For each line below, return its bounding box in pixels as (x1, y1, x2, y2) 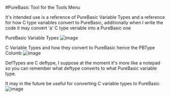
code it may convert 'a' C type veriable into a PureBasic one (5, 25, 131, 31)
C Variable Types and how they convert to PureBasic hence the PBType (5, 45, 155, 50)
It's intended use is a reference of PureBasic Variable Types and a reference (5, 14, 165, 20)
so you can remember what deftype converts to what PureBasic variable (5, 66, 157, 71)
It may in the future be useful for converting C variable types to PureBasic (5, 81, 160, 86)
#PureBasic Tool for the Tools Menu (5, 5, 80, 10)
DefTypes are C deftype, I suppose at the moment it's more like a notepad (5, 60, 160, 66)
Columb (5, 50, 22, 56)
